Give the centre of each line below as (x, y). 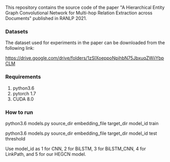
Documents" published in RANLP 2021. (46, 18)
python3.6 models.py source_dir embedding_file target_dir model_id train (82, 123)
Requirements (23, 77)
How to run (19, 112)
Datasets (17, 31)
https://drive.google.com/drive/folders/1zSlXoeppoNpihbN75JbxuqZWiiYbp (85, 58)
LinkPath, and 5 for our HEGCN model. (46, 154)
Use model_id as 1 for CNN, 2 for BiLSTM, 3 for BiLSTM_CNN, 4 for (76, 149)
